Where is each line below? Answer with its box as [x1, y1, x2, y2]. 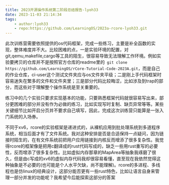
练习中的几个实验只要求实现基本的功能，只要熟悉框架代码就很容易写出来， [5, 95, 159, 101]
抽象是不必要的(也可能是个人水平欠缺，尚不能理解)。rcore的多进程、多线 [9, 162, 160, 168]
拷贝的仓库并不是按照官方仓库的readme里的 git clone [14, 59, 127, 65]
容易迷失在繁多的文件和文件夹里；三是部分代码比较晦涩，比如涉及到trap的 [5, 78, 159, 84]
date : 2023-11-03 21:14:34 [5, 12, 62, 17]
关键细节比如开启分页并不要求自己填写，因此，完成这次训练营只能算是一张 [5, 107, 159, 113]
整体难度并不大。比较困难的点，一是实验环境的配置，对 [14, 47, 129, 53]
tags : [5, 17, 17, 22]
